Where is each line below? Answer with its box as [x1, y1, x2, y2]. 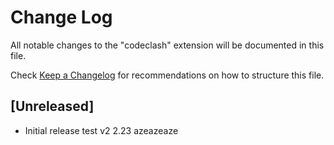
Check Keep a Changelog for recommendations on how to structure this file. [10, 69, 325, 81]
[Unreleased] [10, 98, 95, 115]
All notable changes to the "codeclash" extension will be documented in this [10, 39, 325, 51]
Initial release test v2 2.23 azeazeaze [24, 124, 179, 136]
